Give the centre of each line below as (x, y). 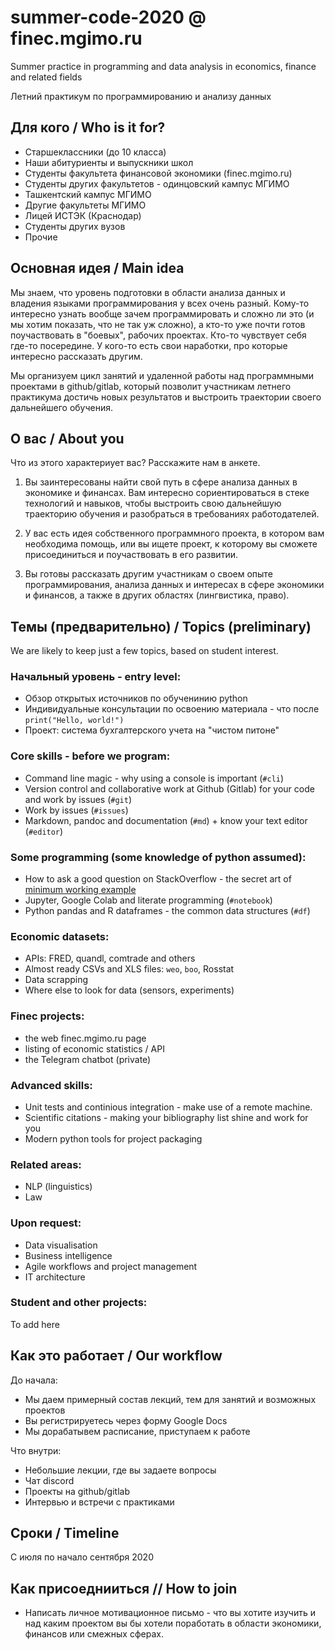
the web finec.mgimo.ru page (85, 1038)
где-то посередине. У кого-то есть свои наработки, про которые (149, 345)
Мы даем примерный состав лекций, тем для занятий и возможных (170, 1399)
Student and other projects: (79, 1303)
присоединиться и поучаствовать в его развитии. (131, 555)
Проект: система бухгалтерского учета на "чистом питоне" (152, 730)
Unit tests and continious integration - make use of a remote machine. (168, 1107)
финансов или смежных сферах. (94, 1634)
